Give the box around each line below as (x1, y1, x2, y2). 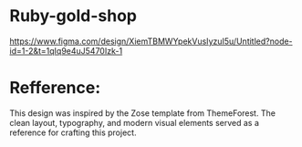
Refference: (9, 78, 101, 99)
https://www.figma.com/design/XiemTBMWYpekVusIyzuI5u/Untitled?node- (9, 36, 294, 47)
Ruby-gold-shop (9, 5, 137, 26)
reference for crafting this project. (9, 127, 137, 138)
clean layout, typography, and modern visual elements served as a (9, 117, 260, 128)
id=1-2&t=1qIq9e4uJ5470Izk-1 (9, 45, 123, 56)
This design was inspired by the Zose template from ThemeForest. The (9, 107, 276, 119)
